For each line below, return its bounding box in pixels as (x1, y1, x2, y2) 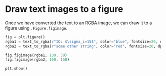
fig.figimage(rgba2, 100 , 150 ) (5, 57, 70, 62)
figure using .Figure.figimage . (5, 25, 68, 31)
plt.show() (5, 66, 28, 71)
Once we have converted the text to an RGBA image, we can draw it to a (5, 20, 152, 26)
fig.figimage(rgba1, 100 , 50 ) (5, 53, 68, 58)
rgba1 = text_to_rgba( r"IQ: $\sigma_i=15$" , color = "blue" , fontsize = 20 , (5, 39, 158, 44)
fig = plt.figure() (5, 35, 45, 39)
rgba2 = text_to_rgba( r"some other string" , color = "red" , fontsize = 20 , (5, 43, 156, 49)
